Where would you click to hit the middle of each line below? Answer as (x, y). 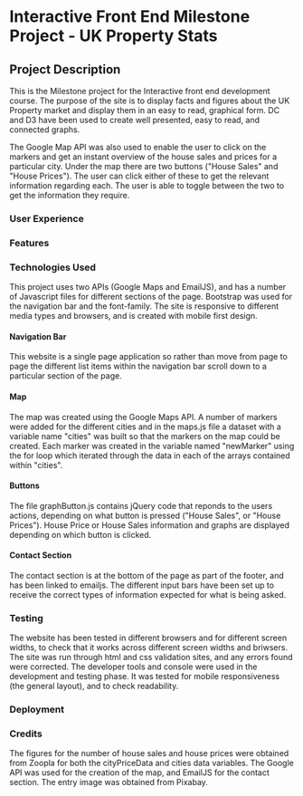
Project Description (65, 69)
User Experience (47, 218)
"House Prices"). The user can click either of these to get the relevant (139, 176)
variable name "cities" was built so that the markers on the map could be (145, 436)
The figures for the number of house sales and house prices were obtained (149, 753)
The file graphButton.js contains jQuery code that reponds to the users (141, 505)
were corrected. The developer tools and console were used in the (133, 667)
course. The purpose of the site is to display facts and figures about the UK (150, 101)
